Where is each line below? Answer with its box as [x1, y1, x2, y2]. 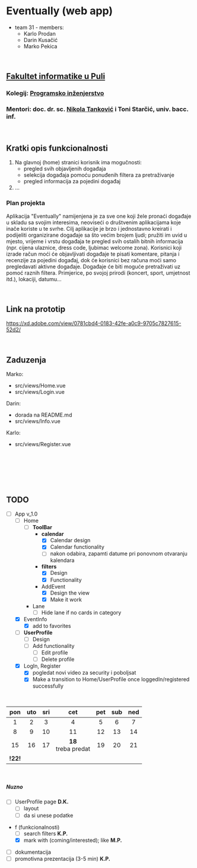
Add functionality [32, 643, 75, 650]
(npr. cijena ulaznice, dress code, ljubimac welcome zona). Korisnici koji [6, 244, 182, 251]
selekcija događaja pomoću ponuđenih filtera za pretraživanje [23, 171, 175, 179]
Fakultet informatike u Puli [6, 71, 106, 81]
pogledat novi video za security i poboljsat [32, 669, 136, 676]
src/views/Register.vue [14, 441, 71, 448]
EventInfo [23, 615, 47, 622]
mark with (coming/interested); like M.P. [23, 837, 122, 844]
